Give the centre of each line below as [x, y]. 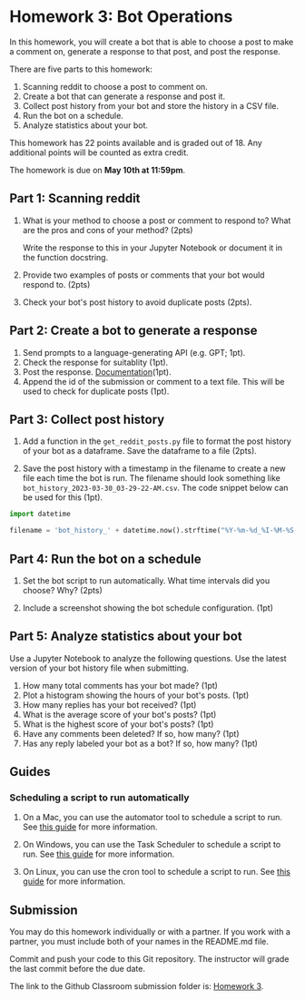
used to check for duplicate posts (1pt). [96, 391]
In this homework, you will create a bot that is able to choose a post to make [152, 42]
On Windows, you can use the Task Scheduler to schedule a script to [152, 845]
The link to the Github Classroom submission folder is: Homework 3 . [137, 986]
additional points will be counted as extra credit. [99, 152]
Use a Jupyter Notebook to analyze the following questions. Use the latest [148, 658]
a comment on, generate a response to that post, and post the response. [145, 51]
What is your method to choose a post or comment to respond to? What [157, 221]
